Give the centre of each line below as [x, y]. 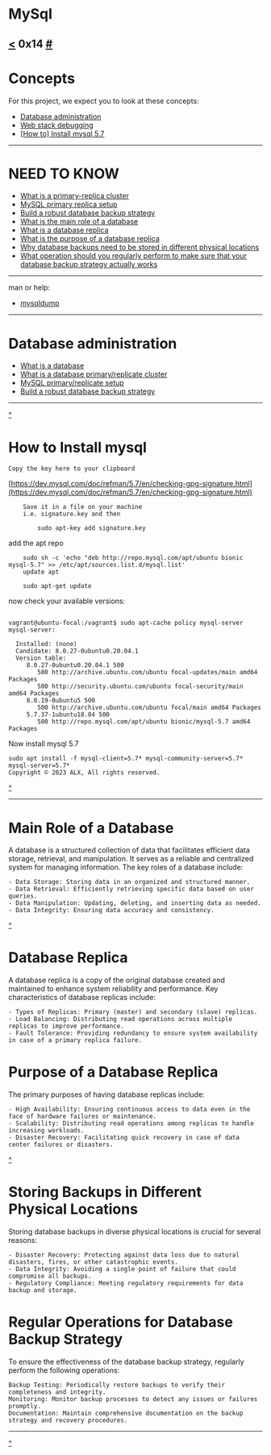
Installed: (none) [47, 644]
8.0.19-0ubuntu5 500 [60, 701]
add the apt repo [36, 543]
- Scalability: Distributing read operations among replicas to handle [131, 1124]
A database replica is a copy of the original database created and [117, 980]
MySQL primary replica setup [69, 204]
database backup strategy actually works [89, 265]
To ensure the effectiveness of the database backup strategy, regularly [126, 1362]
